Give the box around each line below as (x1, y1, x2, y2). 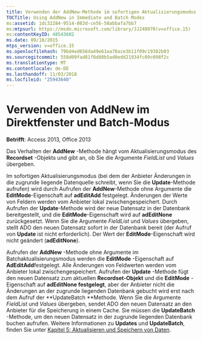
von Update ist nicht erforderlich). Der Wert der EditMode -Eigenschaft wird (6, 230, 195, 238)
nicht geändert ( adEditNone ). (6, 237, 81, 244)
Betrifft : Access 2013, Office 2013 (6, 136, 92, 143)
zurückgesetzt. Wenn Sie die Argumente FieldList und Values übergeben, (6, 217, 189, 225)
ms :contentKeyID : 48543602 (6, 32, 75, 38)
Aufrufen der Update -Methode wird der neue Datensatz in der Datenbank (6, 205, 190, 212)
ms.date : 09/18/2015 (6, 37, 59, 43)
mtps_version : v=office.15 (6, 43, 75, 49)
